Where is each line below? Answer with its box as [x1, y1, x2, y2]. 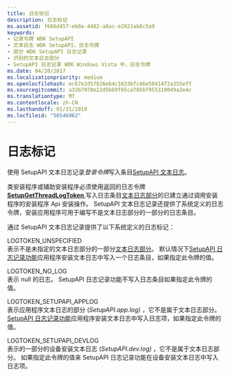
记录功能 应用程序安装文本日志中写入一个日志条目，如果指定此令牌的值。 [12, 253, 218, 261]
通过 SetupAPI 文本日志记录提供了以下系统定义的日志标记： [7, 222, 175, 231]
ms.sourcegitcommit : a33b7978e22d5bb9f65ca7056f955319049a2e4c [7, 86, 192, 93]
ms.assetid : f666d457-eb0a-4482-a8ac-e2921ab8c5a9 [7, 23, 155, 30]
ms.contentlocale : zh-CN [7, 99, 78, 106]
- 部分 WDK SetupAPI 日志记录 [7, 49, 87, 56]
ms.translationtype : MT [7, 93, 76, 100]
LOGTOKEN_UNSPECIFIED [7, 236, 82, 244]
